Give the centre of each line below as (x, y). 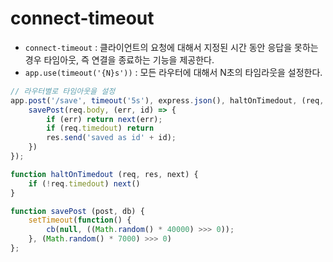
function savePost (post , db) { (77, 211)
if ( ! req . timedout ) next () (84, 183)
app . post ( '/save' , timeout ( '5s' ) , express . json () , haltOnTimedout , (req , (167, 100)
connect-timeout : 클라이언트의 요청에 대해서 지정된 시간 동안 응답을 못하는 (171, 47)
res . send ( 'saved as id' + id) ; (111, 138)
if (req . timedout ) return (100, 128)
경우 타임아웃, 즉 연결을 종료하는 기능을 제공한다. (119, 59)
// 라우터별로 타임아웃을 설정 (63, 91)
